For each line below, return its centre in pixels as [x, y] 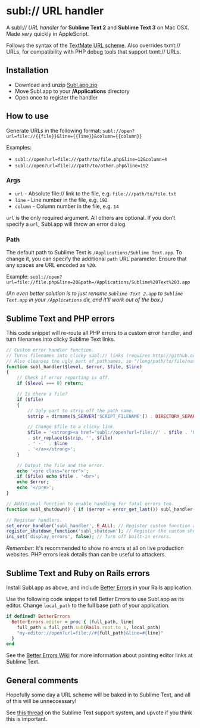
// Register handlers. [34, 520]
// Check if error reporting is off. [64, 378]
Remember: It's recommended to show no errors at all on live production [95, 548]
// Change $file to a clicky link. [72, 427]
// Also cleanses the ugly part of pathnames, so [69, 361]
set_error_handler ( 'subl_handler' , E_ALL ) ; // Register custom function [98, 525]
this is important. [27, 719]
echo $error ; [33, 482]
